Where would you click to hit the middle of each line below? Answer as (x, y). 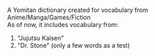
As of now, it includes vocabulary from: (63, 25)
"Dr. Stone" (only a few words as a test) (73, 45)
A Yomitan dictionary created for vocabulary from (78, 10)
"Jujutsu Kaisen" (40, 38)
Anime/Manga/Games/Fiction (49, 17)
